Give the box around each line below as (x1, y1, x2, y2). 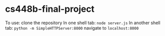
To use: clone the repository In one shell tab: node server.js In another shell (5, 20, 161, 26)
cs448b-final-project (5, 3, 95, 15)
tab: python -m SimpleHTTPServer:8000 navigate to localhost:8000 (5, 25, 139, 31)
